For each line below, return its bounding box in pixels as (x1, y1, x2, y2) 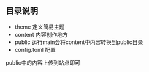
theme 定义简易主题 (14, 23, 65, 31)
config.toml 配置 (14, 46, 56, 53)
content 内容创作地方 (14, 31, 68, 38)
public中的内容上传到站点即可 (6, 59, 81, 66)
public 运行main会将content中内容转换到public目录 (14, 38, 143, 46)
